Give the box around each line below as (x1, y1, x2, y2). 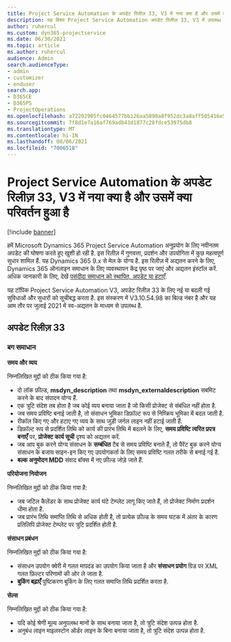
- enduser (7, 81, 36, 88)
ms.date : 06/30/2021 (7, 36, 67, 43)
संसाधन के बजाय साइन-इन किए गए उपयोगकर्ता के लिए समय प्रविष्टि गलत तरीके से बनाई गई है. (16, 448, 220, 456)
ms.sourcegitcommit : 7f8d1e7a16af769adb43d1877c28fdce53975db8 (7, 119, 192, 126)
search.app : (7, 87, 41, 94)
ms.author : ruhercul (7, 49, 67, 56)
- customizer (7, 74, 45, 81)
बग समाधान (7, 343, 36, 352)
